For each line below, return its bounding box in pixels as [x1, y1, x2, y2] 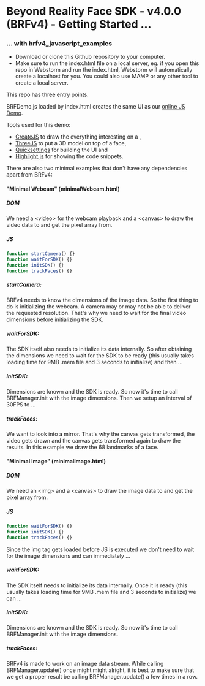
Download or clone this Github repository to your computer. [15, 53, 165, 61]
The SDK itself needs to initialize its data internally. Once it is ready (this [6, 581, 188, 589]
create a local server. [15, 79, 69, 86]
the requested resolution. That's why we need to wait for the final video [6, 310, 187, 317]
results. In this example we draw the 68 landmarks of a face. [6, 443, 159, 451]
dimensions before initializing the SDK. [6, 316, 104, 323]
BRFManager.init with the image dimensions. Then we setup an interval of [6, 394, 192, 402]
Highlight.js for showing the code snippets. [15, 153, 124, 160]
